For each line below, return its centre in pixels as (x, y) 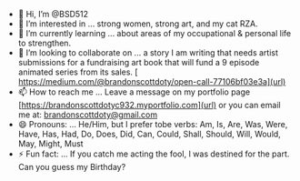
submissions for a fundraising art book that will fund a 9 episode (139, 62)
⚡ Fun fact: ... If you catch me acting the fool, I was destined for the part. (154, 154)
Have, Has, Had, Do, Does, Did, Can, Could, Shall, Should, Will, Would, (150, 134)
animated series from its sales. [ (78, 72)
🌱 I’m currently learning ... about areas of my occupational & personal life (155, 33)
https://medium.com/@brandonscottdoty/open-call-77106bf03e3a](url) (152, 81)
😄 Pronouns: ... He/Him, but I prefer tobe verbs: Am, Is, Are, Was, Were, (153, 124)
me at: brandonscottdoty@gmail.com (87, 115)
